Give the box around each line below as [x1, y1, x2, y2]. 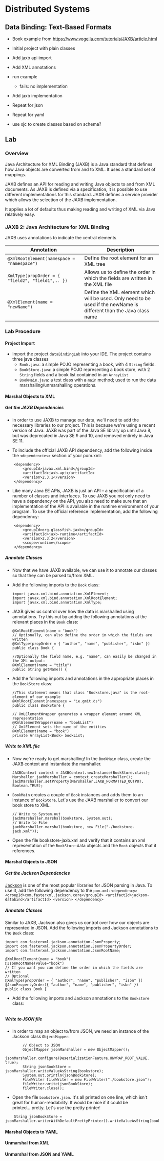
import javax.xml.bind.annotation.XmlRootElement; [12, 596, 118, 601]
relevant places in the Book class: [12, 619, 79, 625]
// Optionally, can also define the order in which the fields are [12, 632, 152, 637]
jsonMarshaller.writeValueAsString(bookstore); [5, 1068, 104, 1074]
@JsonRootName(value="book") [5, 961, 64, 966]
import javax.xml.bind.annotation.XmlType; [12, 600, 102, 605]
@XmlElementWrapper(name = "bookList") [12, 720, 94, 725]
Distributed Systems [5, 3, 90, 15]
